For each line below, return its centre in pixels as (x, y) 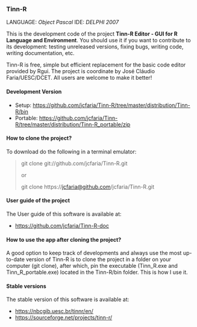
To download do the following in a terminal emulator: (71, 151)
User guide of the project (38, 201)
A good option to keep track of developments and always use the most (94, 253)
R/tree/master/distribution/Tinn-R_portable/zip (73, 124)
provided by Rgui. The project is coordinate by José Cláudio (81, 71)
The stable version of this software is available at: (68, 299)
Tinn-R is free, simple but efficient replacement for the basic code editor (96, 65)
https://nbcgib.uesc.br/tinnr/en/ (54, 311)
